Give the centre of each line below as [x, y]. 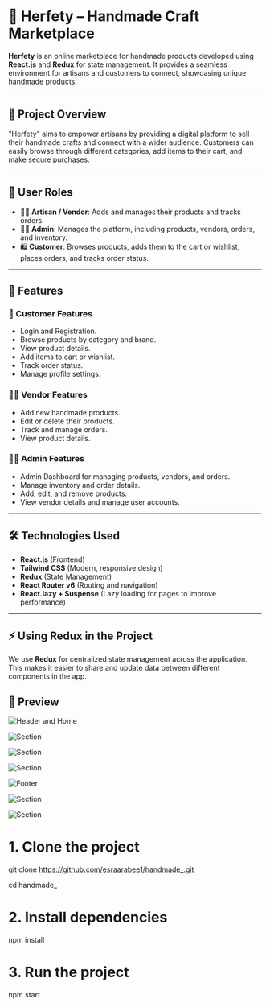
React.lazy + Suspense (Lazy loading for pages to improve [118, 593]
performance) [43, 602]
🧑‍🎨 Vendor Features [48, 395]
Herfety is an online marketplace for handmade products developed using [131, 56]
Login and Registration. [58, 331]
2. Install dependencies [88, 918]
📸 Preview [34, 702]
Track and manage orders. [64, 429]
